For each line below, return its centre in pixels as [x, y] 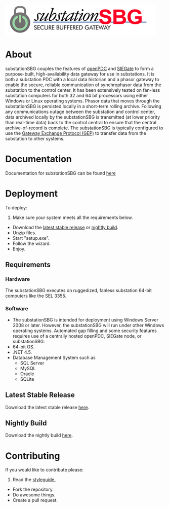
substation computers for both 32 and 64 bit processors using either [77, 95]
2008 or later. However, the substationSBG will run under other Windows [88, 325]
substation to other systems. [35, 138]
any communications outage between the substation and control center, [80, 112]
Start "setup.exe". [31, 238]
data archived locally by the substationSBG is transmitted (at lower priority [83, 117]
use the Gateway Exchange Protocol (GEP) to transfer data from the [76, 133]
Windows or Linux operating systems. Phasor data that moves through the [82, 101]
